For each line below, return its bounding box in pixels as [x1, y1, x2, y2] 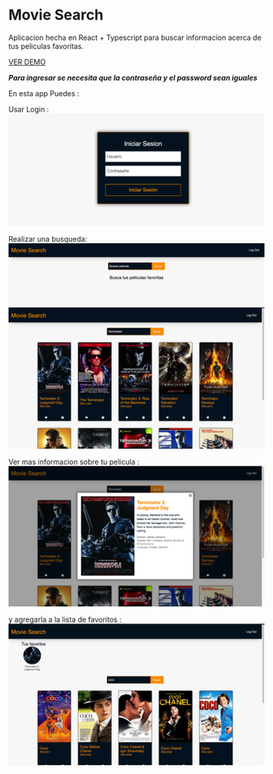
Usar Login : [8, 104, 50, 114]
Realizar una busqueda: [8, 234, 88, 243]
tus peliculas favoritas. [8, 41, 84, 50]
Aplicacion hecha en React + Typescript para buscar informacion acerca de [8, 33, 262, 42]
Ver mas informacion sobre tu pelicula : [8, 457, 140, 467]
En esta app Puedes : [8, 88, 80, 98]
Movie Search [8, 6, 104, 24]
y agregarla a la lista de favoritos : [8, 614, 122, 624]
